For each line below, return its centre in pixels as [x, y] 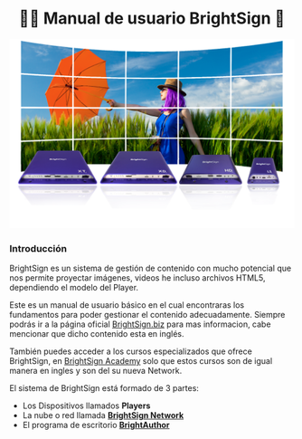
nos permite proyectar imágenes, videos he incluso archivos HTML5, [137, 277]
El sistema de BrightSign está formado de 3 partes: [104, 387]
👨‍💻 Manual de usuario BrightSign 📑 [152, 19]
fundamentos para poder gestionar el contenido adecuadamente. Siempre [147, 314]
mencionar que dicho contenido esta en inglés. [97, 333]
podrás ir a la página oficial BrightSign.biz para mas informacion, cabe [140, 324]
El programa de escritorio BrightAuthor [96, 425]
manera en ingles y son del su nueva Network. [96, 370]
